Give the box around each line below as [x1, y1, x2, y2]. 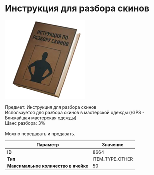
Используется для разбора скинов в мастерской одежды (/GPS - [5, 109, 145, 115]
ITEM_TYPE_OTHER [92, 156, 133, 162]
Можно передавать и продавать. [5, 130, 76, 137]
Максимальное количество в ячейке [7, 163, 89, 169]
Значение [102, 142, 124, 148]
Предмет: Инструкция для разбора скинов [5, 104, 97, 110]
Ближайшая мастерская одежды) [5, 115, 77, 121]
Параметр [36, 142, 59, 148]
